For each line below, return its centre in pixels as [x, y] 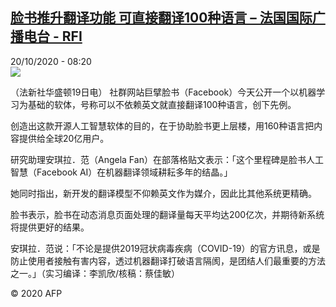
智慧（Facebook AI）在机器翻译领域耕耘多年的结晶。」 [121, 172]
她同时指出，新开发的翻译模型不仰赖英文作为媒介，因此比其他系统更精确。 [163, 193]
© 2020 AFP [36, 293]
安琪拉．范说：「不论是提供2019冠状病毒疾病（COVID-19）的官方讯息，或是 [165, 248]
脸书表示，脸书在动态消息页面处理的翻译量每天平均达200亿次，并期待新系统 [167, 214]
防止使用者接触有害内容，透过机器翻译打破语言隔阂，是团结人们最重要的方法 [168, 260]
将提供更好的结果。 [50, 227]
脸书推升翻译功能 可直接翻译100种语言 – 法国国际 [161, 18]
